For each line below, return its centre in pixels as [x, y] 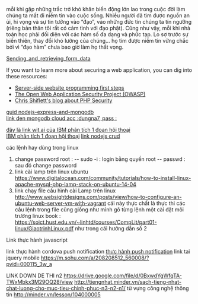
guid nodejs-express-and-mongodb [50, 112]
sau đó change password [46, 165]
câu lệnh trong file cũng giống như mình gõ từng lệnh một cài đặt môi [99, 210]
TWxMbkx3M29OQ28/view [39, 282]
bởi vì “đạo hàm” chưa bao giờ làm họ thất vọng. [65, 47]
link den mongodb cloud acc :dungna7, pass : [62, 118]
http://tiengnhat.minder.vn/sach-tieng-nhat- [128, 282]
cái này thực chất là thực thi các [146, 203]
